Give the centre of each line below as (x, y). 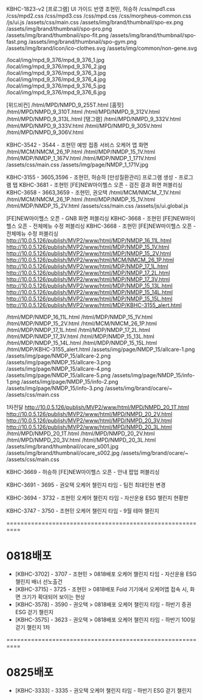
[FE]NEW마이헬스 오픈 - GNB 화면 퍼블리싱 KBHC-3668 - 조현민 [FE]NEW (96, 218)
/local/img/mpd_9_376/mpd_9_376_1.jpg (56, 60)
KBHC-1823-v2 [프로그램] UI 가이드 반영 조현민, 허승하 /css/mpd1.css (91, 9)
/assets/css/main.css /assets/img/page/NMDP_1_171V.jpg (77, 164)
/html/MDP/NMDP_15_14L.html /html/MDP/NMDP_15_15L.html (82, 343)
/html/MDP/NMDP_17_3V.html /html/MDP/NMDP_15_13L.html (81, 336)
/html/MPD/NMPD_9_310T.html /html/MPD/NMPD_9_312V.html (83, 112)
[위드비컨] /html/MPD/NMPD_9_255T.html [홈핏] (65, 105)
